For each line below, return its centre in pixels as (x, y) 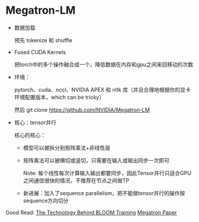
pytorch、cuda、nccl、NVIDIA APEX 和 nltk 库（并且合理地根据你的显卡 (102, 89)
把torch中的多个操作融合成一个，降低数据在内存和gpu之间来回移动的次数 (104, 64)
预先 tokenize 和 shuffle (43, 40)
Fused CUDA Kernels (40, 52)
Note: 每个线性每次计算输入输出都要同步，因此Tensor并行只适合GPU (107, 173)
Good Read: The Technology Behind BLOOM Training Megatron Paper (91, 212)
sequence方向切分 (46, 201)
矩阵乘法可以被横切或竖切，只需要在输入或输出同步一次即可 (96, 160)
